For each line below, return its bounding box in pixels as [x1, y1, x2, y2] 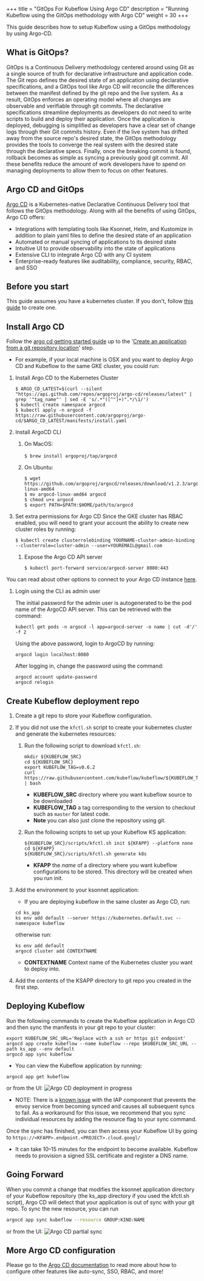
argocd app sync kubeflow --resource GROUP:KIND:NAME [6, 1217, 146, 1223]
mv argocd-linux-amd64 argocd [29, 491, 106, 497]
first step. [15, 983, 39, 991]
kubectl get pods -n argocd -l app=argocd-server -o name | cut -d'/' [15, 624, 198, 630]
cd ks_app [15, 910, 41, 916]
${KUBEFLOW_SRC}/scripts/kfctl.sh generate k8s [24, 851, 147, 857]
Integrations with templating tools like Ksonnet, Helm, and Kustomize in [15, 225, 193, 233]
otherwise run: [15, 931, 52, 938]
